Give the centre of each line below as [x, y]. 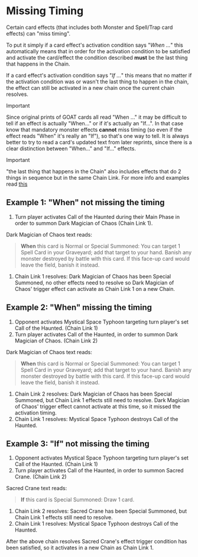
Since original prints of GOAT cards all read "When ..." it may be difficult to [97, 117]
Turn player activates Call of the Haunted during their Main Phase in [97, 216]
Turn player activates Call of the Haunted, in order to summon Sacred [99, 471]
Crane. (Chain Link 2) [40, 477]
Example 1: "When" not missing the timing [85, 203]
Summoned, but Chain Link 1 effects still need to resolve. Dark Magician [102, 400]
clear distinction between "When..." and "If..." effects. [71, 148]
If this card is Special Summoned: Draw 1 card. [77, 500]
